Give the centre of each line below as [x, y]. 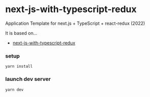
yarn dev [14, 89]
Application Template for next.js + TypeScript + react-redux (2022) [75, 23]
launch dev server [28, 79]
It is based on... [21, 33]
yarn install [19, 67]
